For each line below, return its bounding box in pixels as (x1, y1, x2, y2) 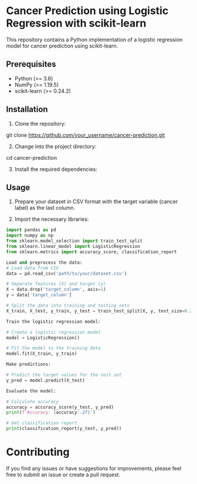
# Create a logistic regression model (6, 329, 101, 335)
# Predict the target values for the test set (6, 372, 122, 378)
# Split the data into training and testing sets (6, 302, 130, 308)
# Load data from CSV (6, 265, 59, 271)
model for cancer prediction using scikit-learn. (6, 42, 118, 49)
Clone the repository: (14, 120, 66, 127)
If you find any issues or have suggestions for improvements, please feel (6, 465, 182, 472)
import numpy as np (6, 233, 54, 238)
